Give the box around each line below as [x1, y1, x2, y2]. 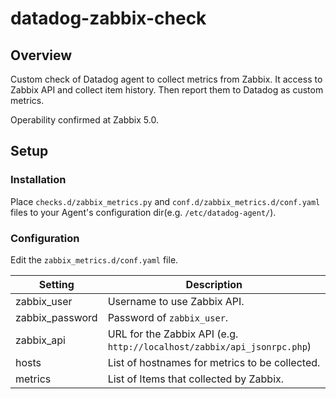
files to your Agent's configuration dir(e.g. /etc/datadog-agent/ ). [10, 206, 277, 218]
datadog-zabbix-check [10, 7, 207, 30]
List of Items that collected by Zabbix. [107, 372, 285, 386]
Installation [10, 173, 67, 187]
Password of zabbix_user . [107, 310, 229, 324]
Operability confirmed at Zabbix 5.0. [10, 114, 159, 126]
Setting [38, 277, 75, 291]
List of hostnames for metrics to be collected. [107, 355, 321, 369]
